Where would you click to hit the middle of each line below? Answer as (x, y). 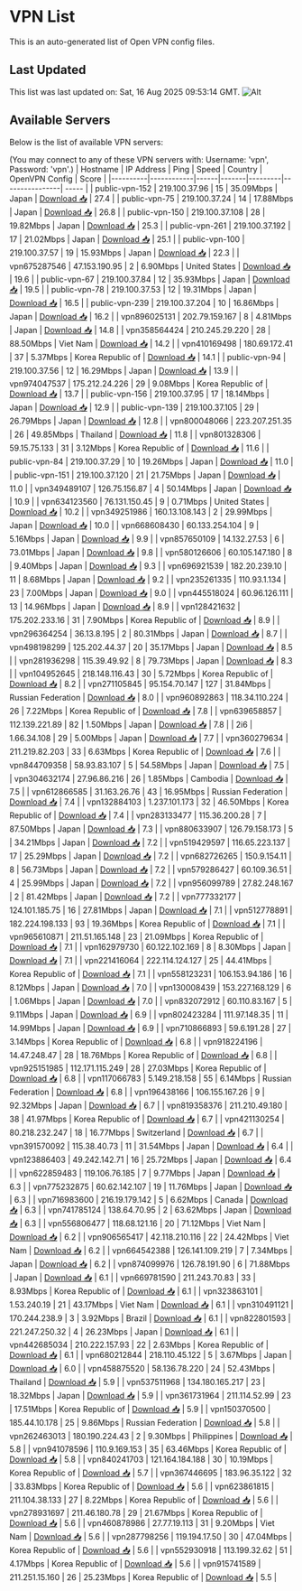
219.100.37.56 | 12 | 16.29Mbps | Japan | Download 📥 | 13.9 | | (124, 370)
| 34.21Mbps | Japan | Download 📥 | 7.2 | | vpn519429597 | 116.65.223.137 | (150, 842)
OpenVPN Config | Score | (58, 179)
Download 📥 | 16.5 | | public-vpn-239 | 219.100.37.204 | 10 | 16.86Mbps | (144, 302)
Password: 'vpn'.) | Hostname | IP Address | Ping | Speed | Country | (136, 169)
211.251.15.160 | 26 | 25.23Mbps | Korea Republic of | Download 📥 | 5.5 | (143, 1577)
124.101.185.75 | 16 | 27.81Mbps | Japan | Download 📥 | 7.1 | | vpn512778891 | (151, 910)
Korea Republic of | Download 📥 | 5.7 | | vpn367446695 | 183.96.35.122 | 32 (151, 1473)
